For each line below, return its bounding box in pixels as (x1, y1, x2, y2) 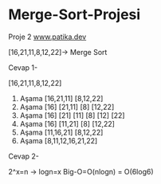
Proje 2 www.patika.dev (8, 32, 87, 41)
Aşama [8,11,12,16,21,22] (19, 135, 98, 145)
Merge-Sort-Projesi (8, 6, 141, 24)
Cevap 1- (8, 62, 38, 72)
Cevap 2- (8, 151, 40, 161)
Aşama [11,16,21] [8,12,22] (19, 127, 104, 137)
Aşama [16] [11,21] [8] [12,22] (19, 119, 116, 128)
